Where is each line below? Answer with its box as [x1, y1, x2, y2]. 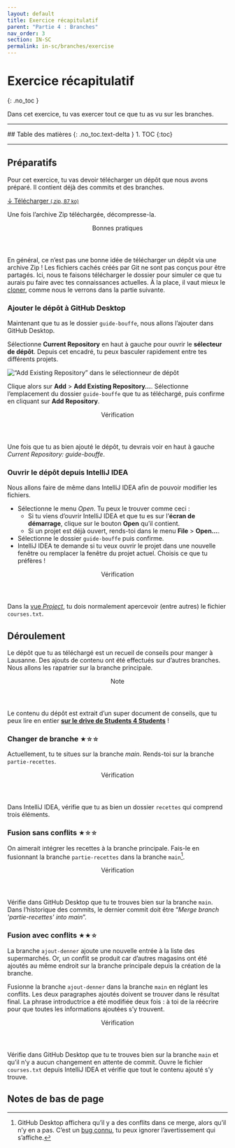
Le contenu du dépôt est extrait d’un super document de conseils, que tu [7, 709, 218, 717]
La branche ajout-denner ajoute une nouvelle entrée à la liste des [7, 946, 195, 954]
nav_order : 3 [7, 29, 45, 37]
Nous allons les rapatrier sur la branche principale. [7, 663, 153, 672]
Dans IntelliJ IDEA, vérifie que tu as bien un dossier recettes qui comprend [7, 803, 223, 811]
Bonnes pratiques [92, 224, 143, 232]
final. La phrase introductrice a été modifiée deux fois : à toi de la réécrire [7, 997, 219, 1006]
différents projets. [7, 355, 59, 363]
